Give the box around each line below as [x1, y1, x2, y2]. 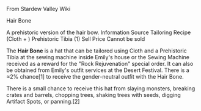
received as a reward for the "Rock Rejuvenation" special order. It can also [6, 60, 194, 67]
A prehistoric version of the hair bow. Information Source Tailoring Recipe [6, 29, 191, 36]
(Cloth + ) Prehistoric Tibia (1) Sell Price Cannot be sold [6, 35, 145, 42]
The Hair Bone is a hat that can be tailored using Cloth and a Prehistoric [6, 47, 188, 54]
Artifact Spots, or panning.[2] [6, 98, 80, 105]
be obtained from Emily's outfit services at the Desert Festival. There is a [6, 66, 189, 74]
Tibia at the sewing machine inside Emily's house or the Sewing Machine [6, 54, 189, 60]
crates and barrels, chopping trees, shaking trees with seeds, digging [6, 91, 181, 98]
